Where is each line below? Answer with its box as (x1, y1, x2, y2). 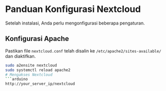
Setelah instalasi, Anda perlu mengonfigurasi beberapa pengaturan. (5, 20, 145, 26)
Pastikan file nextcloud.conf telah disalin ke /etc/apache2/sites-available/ (5, 47, 161, 53)
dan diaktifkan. (5, 53, 36, 59)
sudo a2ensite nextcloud (5, 62, 57, 68)
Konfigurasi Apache (5, 34, 69, 43)
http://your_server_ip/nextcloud (5, 81, 75, 86)
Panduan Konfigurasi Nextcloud (5, 3, 141, 15)
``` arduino (5, 76, 28, 82)
